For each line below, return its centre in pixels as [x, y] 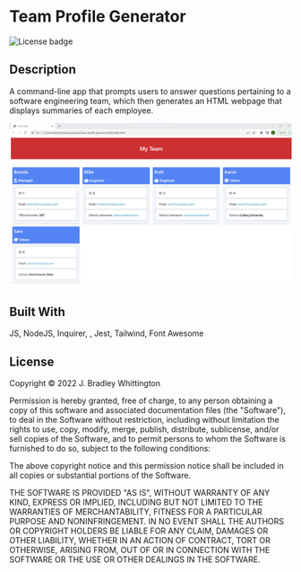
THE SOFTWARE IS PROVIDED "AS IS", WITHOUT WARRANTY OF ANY [140, 493]
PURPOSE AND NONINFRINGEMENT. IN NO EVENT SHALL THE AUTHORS [147, 522]
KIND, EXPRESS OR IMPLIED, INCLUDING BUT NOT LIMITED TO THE [136, 502]
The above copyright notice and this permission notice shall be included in [146, 466]
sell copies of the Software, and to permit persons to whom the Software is [148, 439]
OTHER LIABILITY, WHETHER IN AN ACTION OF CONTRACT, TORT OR [140, 541]
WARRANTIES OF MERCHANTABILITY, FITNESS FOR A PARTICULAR [136, 512]
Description [43, 70]
